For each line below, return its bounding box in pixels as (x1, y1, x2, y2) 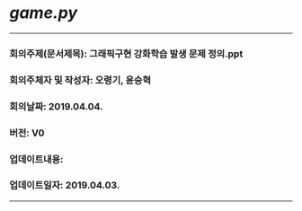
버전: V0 (9, 127, 45, 139)
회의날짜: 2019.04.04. (9, 100, 103, 112)
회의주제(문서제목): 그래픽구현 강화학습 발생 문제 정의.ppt (9, 48, 244, 60)
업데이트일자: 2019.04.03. (9, 179, 120, 191)
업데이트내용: (9, 153, 64, 165)
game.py (9, 3, 78, 23)
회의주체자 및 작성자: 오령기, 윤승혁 (9, 74, 151, 86)
